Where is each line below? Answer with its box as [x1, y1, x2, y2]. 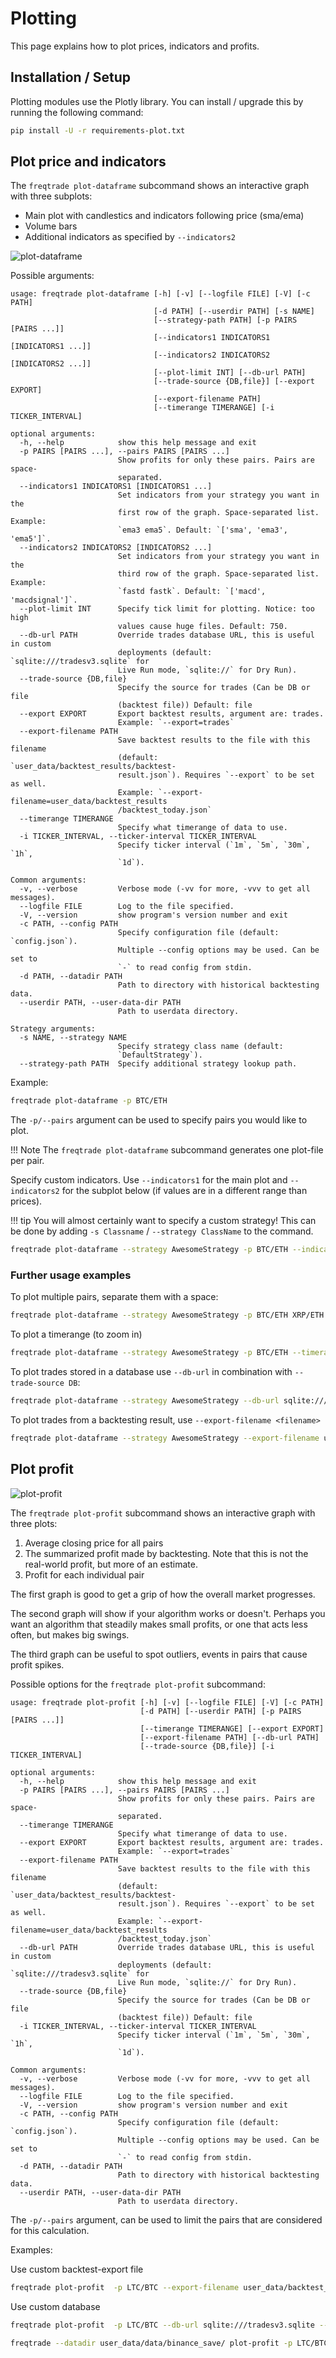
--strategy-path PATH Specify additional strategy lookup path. [19, 1059, 298, 1069]
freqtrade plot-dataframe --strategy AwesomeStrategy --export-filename [10, 1433, 320, 1444]
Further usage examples [10, 1268, 132, 1282]
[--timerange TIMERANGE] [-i [153, 403, 275, 413]
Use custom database [10, 2300, 101, 2312]
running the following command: [10, 106, 144, 118]
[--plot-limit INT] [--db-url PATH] [153, 368, 307, 378]
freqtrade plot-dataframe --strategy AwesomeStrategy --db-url [10, 1396, 280, 1406]
